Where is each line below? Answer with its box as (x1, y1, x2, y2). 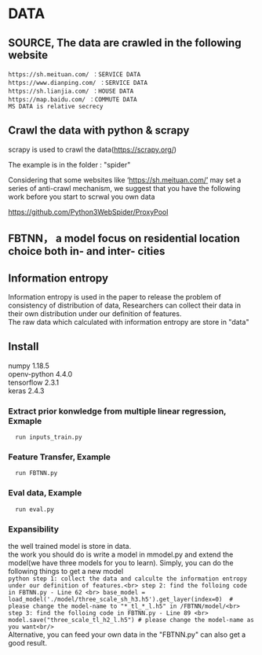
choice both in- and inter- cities (8, 245, 166, 258)
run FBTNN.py (15, 469, 58, 477)
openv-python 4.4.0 (8, 369, 73, 378)
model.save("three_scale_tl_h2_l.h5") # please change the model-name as (8, 616, 255, 624)
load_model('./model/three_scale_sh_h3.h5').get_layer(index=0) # (8, 595, 234, 604)
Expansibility (8, 524, 59, 535)
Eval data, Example (8, 488, 82, 499)
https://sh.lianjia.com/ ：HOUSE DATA (8, 87, 134, 95)
